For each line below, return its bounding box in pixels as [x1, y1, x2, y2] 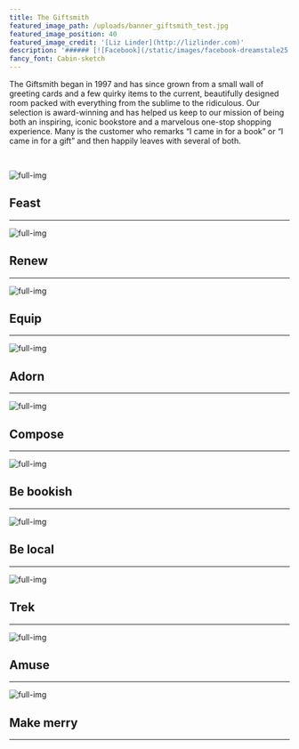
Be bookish [9, 484, 73, 499]
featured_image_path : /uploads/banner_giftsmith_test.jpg [9, 21, 229, 30]
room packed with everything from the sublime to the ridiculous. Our [9, 98, 261, 108]
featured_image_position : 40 [9, 29, 117, 38]
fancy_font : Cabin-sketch [9, 54, 105, 63]
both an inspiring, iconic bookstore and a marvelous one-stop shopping [9, 117, 271, 127]
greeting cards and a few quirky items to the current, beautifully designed [9, 88, 279, 99]
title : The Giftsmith [9, 12, 90, 22]
